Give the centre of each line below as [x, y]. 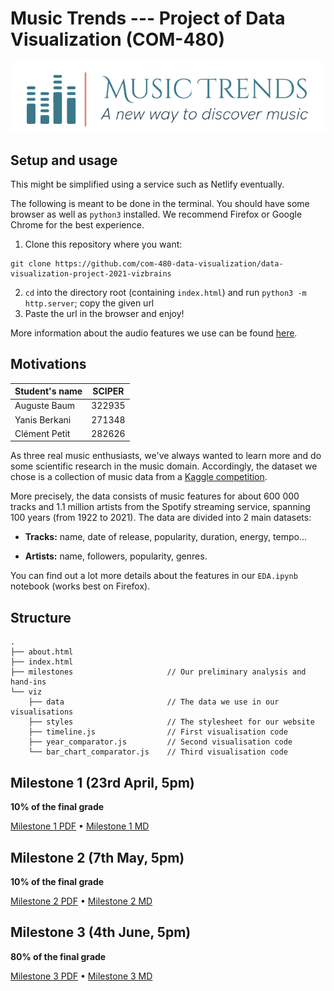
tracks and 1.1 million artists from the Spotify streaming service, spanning [160, 507]
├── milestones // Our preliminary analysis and [158, 672]
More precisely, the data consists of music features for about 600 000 [155, 496]
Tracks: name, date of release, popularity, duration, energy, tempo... [166, 537]
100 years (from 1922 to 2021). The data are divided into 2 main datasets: [161, 518]
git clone [31, 263]
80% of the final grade [58, 956]
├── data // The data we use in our [154, 702]
